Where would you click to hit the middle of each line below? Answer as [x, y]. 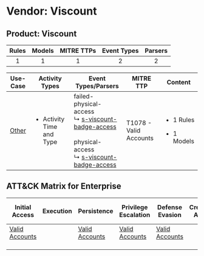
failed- [84, 96]
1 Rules [184, 120]
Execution [57, 211]
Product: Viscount [42, 34]
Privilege [134, 207]
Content [179, 82]
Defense [169, 207]
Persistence [96, 211]
